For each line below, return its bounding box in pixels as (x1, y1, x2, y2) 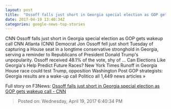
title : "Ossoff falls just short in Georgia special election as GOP (5, 12, 158, 17)
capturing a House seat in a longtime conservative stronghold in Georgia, (5, 46, 159, 52)
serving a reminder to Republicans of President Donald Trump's (5, 52, 139, 58)
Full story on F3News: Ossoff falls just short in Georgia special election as (5, 83, 160, 89)
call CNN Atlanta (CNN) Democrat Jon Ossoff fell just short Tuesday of (5, 41, 154, 47)
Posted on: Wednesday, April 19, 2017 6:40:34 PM (17, 98, 123, 104)
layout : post (5, 7, 33, 13)
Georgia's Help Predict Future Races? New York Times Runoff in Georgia (5, 62, 158, 68)
